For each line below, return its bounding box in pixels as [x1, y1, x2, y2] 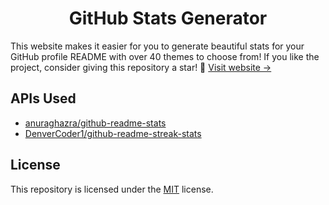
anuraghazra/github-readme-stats [24, 117, 167, 129]
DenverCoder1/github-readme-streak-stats [24, 127, 202, 139]
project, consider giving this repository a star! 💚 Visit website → [10, 61, 272, 73]
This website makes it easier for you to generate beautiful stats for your [10, 40, 305, 52]
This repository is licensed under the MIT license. [10, 183, 214, 195]
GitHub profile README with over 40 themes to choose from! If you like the [10, 50, 320, 62]
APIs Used [10, 90, 77, 107]
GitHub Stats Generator [68, 7, 268, 30]
